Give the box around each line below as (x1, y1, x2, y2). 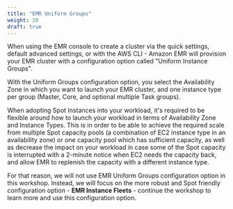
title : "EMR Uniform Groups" (7, 10, 92, 17)
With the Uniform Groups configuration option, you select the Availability (7, 78, 215, 86)
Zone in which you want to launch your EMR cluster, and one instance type (7, 85, 221, 94)
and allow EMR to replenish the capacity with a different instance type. (7, 158, 210, 167)
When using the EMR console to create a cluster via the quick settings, (7, 42, 210, 51)
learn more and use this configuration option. (7, 194, 137, 202)
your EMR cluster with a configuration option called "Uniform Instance (7, 57, 208, 65)
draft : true (7, 23, 42, 30)
